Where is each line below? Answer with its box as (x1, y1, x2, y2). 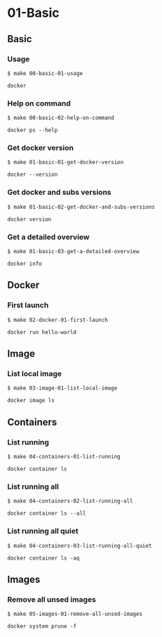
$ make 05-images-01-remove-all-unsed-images (7, 610, 142, 618)
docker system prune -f (7, 623, 77, 630)
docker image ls (7, 397, 55, 404)
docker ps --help (7, 127, 58, 134)
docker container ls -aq (7, 554, 80, 562)
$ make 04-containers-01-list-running (7, 453, 121, 461)
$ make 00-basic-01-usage (7, 70, 83, 77)
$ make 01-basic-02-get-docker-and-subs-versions (7, 203, 156, 210)
